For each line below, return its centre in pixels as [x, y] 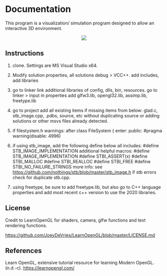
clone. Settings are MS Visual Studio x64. [55, 65]
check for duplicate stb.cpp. [41, 177]
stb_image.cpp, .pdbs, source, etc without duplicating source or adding [86, 115]
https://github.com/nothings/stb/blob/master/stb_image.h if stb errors [84, 172]
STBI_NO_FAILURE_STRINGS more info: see [57, 167]
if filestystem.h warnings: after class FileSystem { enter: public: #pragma [87, 130]
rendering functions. [26, 225]
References [23, 251]
